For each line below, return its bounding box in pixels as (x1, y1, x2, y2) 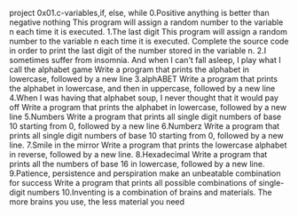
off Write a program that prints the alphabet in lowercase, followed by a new (9, 102, 286, 112)
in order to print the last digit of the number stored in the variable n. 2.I (9, 45, 267, 56)
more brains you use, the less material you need (9, 196, 184, 207)
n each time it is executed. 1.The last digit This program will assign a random (9, 27, 288, 36)
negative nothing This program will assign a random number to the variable (9, 17, 284, 28)
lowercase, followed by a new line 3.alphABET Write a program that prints (9, 74, 278, 84)
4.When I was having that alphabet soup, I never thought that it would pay (9, 92, 279, 103)
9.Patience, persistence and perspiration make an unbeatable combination (9, 168, 281, 179)
